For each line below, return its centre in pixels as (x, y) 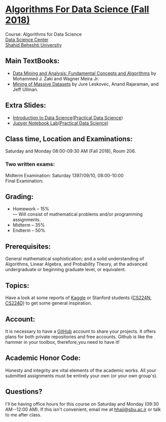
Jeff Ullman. (25, 89)
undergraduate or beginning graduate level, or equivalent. (65, 270)
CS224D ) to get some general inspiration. (49, 303)
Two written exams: (30, 165)
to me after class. (23, 414)
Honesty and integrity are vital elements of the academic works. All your (81, 370)
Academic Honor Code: (43, 358)
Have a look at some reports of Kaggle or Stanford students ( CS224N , (78, 298)
